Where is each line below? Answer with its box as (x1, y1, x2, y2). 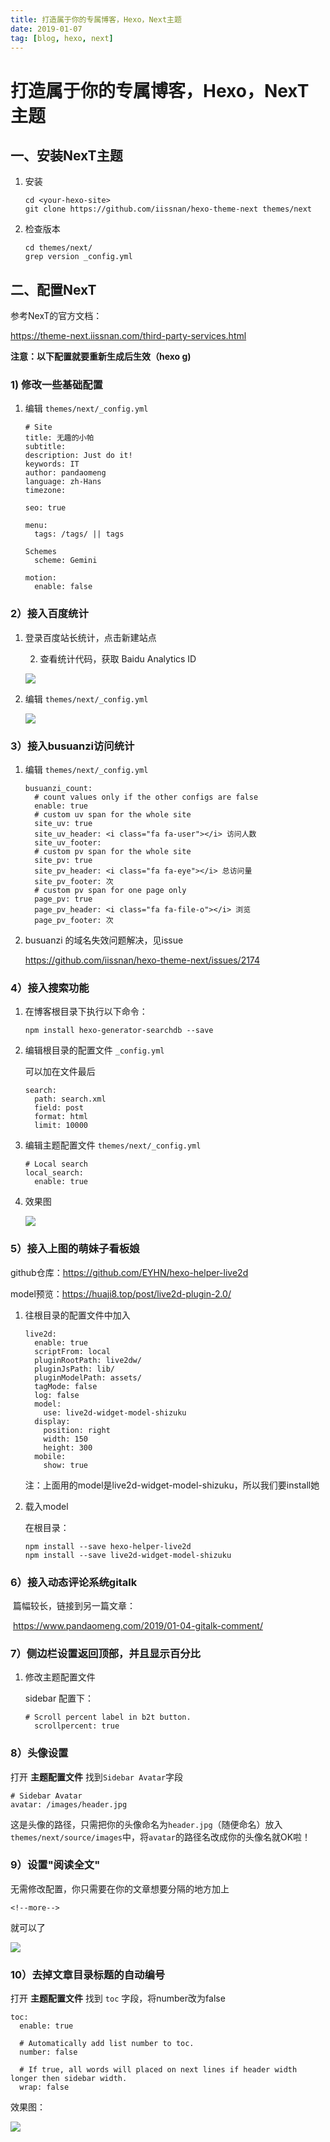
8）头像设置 (10, 1746, 69, 1760)
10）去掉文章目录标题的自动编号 (10, 1967, 166, 1981)
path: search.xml (34, 1094, 107, 1105)
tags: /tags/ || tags (34, 529, 125, 540)
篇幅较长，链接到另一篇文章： (12, 1599, 136, 1611)
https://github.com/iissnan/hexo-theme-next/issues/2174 (24, 954, 261, 966)
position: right (43, 1425, 111, 1435)
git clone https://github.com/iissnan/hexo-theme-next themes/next (24, 204, 312, 215)
